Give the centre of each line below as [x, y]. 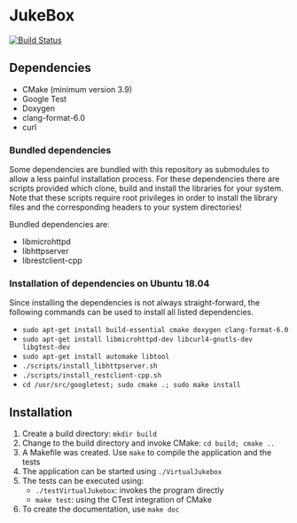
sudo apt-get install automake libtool [96, 357]
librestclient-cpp [52, 261]
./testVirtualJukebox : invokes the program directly [129, 490]
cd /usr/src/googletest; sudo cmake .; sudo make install [131, 385]
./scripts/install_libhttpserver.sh [90, 366]
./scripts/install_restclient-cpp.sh [92, 376]
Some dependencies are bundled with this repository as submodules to [140, 170]
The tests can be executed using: [83, 481]
